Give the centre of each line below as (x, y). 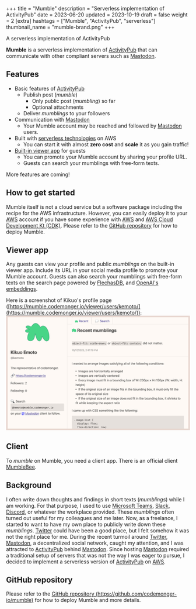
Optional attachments (58, 107)
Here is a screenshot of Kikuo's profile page (59, 300)
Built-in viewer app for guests (50, 150)
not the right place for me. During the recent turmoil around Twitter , (87, 536)
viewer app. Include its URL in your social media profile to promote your (92, 270)
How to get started (41, 193)
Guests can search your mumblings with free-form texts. (91, 163)
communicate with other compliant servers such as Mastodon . (81, 56)
